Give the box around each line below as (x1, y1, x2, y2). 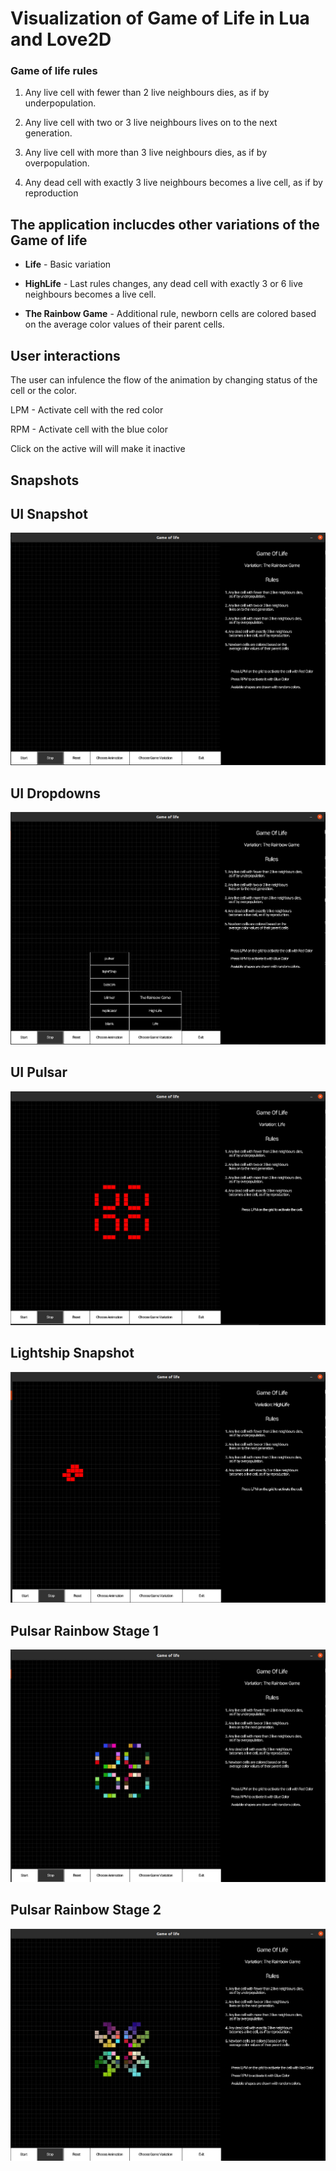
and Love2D (10, 28, 112, 51)
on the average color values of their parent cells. (24, 318, 225, 331)
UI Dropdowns (10, 785, 102, 802)
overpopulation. (24, 157, 90, 169)
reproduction (24, 187, 79, 199)
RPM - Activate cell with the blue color (10, 423, 169, 436)
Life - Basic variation (24, 258, 112, 271)
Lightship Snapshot (10, 1345, 135, 1362)
